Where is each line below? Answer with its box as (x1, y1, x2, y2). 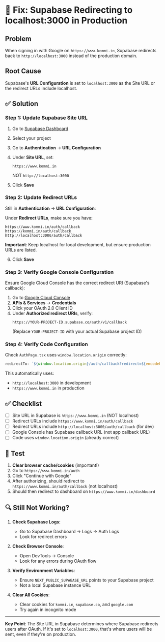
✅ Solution (5, 99, 38, 108)
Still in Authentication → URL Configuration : (5, 205, 96, 211)
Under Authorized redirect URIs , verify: (12, 310, 93, 317)
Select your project (12, 135, 51, 141)
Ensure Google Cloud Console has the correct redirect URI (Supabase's (5, 280, 150, 286)
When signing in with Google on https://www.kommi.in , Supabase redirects (5, 48, 157, 53)
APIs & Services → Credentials (12, 300, 77, 306)
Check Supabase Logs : (12, 519, 60, 525)
